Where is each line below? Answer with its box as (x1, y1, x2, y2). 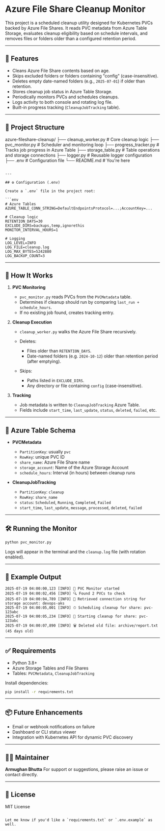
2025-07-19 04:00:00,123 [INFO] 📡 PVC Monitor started (5, 586, 120, 591)
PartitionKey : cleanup (19, 489, 64, 495)
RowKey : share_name (19, 494, 58, 500)
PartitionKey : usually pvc (19, 449, 71, 455)
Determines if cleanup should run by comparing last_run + (19, 299, 140, 305)
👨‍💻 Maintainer (5, 753, 49, 761)
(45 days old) (5, 629, 34, 633)
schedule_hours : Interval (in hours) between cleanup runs (19, 470, 136, 476)
